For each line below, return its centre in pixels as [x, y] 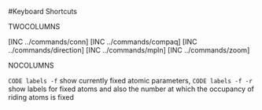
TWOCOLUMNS [34, 26]
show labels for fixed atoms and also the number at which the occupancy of [131, 89]
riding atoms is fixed [41, 97]
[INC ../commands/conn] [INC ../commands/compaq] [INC [103, 42]
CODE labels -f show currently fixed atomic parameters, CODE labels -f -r [131, 81]
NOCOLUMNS [31, 65]
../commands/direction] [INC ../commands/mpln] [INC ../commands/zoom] [129, 50]
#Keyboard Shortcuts [42, 11]
